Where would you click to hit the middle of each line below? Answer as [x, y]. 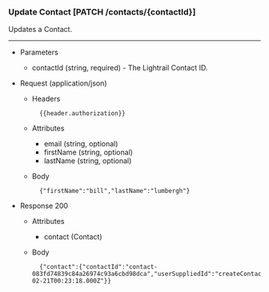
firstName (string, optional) [88, 152]
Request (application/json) [63, 83]
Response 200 [44, 206]
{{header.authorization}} [82, 114]
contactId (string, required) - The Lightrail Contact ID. [120, 68]
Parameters [39, 52]
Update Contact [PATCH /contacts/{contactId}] [102, 12]
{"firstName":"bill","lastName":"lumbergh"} [114, 191]
